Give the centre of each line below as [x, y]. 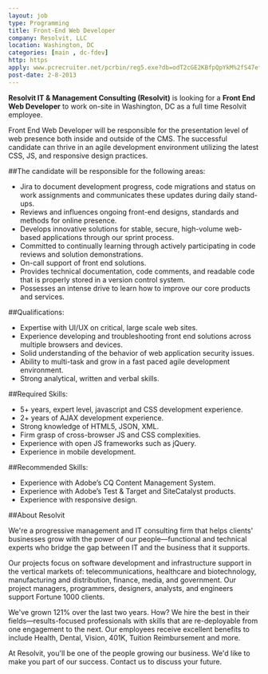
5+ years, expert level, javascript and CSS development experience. [131, 409]
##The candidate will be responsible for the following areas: [107, 171]
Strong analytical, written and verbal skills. [89, 378]
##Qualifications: [36, 312]
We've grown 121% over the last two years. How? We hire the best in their [129, 612]
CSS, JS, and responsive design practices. [78, 156]
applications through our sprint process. [108, 237]
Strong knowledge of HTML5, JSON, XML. [89, 426]
